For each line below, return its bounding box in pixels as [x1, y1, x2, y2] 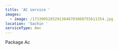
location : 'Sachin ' [5, 21, 49, 26]
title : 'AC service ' [5, 7, 51, 12]
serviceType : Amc [5, 26, 42, 31]
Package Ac [5, 39, 30, 45]
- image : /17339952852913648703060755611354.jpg [10, 16, 113, 21]
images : [5, 12, 22, 17]
